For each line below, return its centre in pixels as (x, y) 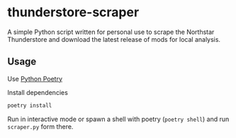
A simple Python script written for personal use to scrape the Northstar (111, 32)
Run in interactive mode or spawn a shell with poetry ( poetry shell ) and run (118, 119)
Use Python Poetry (35, 79)
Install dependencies (38, 92)
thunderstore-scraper (73, 12)
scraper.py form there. (40, 126)
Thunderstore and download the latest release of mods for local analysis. (114, 39)
